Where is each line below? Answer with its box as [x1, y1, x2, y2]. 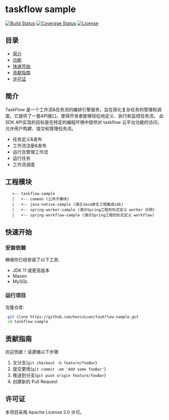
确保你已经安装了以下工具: [5, 257, 60, 263]
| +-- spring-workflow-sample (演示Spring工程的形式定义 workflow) [12, 213, 155, 218]
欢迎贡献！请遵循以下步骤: [5, 349, 60, 355]
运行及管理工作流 [12, 149, 48, 155]
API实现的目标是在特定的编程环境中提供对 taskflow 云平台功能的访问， [15, 119, 162, 125]
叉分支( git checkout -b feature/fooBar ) [12, 359, 97, 365]
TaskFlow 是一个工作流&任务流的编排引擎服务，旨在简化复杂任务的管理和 [5, 106, 157, 112]
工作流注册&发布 [12, 143, 47, 149]
